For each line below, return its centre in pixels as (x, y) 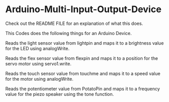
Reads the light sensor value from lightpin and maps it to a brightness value (85, 43)
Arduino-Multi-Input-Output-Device (83, 9)
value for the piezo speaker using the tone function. (59, 94)
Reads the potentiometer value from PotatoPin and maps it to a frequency (83, 89)
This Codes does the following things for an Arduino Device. (68, 33)
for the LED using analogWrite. (38, 48)
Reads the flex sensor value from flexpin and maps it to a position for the (82, 58)
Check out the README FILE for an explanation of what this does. (74, 23)
